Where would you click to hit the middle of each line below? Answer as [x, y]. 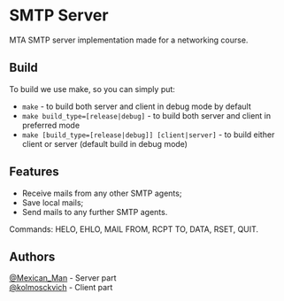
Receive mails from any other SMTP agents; [102, 193]
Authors [32, 256]
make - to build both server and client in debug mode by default [136, 106]
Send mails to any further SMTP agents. [95, 212]
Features [34, 172]
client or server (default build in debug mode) [105, 143]
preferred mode [51, 125]
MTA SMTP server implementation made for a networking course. [129, 40]
